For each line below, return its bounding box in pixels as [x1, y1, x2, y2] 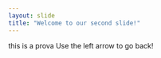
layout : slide [8, 11, 56, 20]
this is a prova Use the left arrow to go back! [8, 41, 154, 50]
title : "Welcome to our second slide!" [8, 19, 141, 27]
